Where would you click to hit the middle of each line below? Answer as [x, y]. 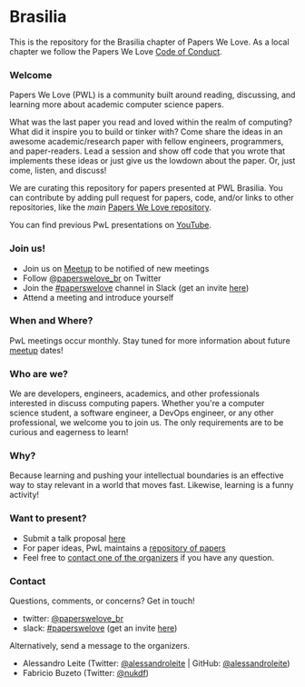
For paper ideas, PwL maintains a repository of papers [124, 548]
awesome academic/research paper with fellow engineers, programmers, [147, 142]
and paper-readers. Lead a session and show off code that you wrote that [148, 151]
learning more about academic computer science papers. [117, 105]
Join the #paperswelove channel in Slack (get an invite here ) [136, 287]
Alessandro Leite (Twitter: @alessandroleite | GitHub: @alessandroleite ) [156, 663]
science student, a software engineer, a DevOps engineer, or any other [142, 413]
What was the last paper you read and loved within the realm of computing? [151, 122]
